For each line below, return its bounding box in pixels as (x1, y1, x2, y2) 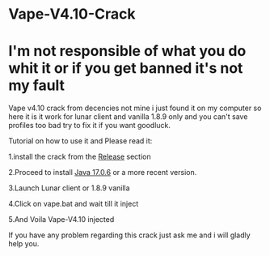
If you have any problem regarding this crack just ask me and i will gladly (8, 230, 251, 240)
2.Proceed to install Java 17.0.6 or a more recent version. (8, 168, 197, 177)
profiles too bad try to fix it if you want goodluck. (8, 121, 171, 130)
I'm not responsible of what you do (8, 42, 247, 61)
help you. (8, 239, 40, 249)
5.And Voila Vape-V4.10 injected (8, 215, 115, 224)
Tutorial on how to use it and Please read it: (8, 136, 153, 146)
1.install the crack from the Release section (8, 151, 151, 162)
